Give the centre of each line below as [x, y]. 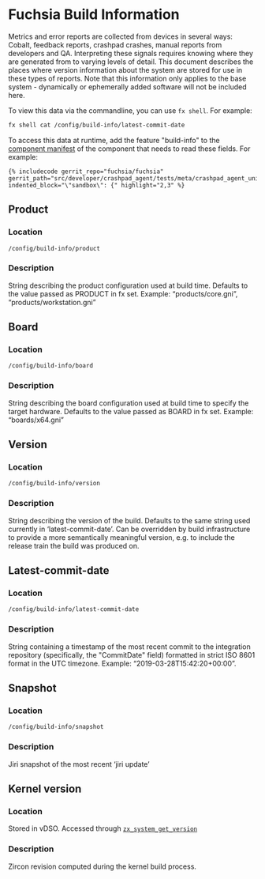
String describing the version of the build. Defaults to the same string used [129, 520]
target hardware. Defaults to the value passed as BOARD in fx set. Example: [131, 411]
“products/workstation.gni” [52, 302]
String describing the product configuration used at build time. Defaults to [128, 285]
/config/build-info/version [54, 484]
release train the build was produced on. [74, 545]
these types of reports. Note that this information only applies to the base [127, 78]
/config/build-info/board [50, 366]
